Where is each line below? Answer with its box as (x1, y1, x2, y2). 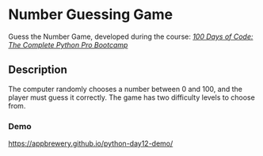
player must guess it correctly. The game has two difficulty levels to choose (8, 93, 255, 102)
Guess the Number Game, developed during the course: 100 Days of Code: (8, 32, 253, 41)
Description (8, 63, 67, 77)
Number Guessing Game (8, 6, 173, 24)
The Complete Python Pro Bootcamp (8, 40, 128, 49)
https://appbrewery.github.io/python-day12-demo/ (8, 139, 173, 148)
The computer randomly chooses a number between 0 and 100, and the (8, 84, 243, 93)
